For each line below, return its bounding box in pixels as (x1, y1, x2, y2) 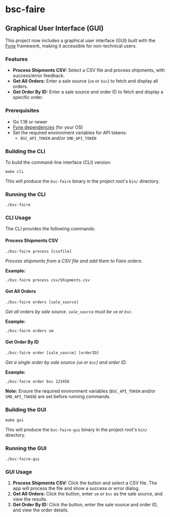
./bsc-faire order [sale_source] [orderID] (5, 351, 100, 356)
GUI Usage (5, 468, 32, 475)
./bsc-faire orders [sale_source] (5, 300, 79, 305)
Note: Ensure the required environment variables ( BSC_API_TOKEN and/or (5, 388, 156, 394)
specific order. (12, 94, 43, 101)
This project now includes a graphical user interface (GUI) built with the (5, 37, 156, 43)
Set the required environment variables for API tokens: (12, 129, 127, 136)
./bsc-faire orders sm (5, 328, 54, 333)
